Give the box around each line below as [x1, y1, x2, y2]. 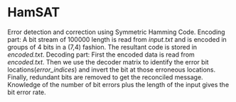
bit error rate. [7, 88, 46, 96]
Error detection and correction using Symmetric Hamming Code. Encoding [7, 28, 225, 36]
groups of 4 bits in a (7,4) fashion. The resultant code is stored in [7, 42, 198, 51]
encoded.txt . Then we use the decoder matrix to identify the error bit [7, 57, 209, 66]
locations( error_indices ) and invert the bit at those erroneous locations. [7, 65, 215, 74]
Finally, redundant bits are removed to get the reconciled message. [7, 72, 204, 81]
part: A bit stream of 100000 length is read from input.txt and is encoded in [7, 35, 227, 43]
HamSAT [7, 4, 60, 21]
